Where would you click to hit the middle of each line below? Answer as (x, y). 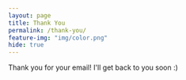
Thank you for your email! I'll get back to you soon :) (93, 67)
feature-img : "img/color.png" (58, 38)
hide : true (26, 45)
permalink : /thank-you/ (47, 30)
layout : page (30, 15)
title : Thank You (37, 23)
